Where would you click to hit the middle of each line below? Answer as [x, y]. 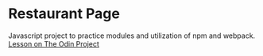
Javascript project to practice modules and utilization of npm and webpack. [132, 35]
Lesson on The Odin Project [54, 43]
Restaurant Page [64, 14]
